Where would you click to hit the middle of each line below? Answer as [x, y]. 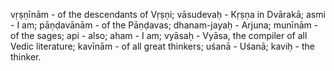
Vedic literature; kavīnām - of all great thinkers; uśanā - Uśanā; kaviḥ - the [162, 46]
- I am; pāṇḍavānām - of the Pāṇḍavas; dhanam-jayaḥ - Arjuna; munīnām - [164, 25]
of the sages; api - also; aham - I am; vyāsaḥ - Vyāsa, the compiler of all [159, 35]
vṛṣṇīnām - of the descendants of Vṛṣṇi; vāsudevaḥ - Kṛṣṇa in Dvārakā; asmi [168, 14]
